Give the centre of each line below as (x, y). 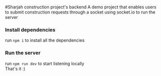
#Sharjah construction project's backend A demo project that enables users (81, 7)
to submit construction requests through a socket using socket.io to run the (80, 12)
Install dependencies (30, 30)
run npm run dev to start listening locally (45, 63)
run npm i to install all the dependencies (45, 40)
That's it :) (15, 68)
